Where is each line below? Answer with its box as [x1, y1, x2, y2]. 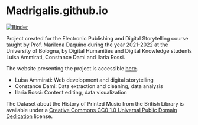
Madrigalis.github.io [6, 4, 108, 18]
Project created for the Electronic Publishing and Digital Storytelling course [6, 35, 189, 42]
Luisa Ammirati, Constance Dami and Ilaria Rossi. [6, 53, 125, 60]
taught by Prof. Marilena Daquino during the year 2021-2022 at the [6, 41, 168, 48]
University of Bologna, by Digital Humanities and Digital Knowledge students [6, 47, 192, 54]
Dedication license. [6, 113, 53, 120]
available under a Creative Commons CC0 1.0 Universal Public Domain [6, 106, 177, 113]
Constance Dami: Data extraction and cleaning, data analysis [14, 82, 164, 89]
